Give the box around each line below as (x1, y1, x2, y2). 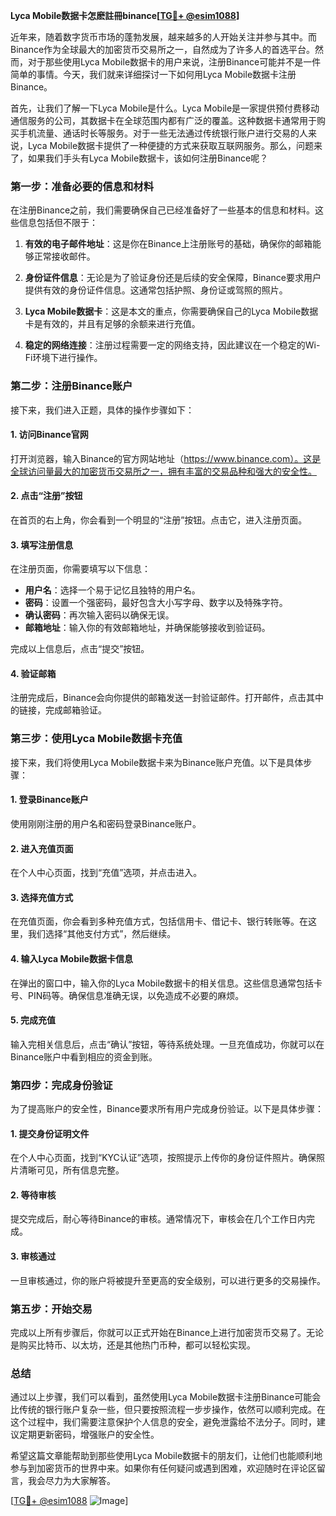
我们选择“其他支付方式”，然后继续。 (27, 928, 177, 940)
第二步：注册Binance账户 (10, 379, 133, 393)
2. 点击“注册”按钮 (10, 490, 83, 502)
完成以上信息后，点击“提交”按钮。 (10, 643, 150, 655)
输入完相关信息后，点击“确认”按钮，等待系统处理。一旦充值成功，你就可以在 (10, 1038, 325, 1050)
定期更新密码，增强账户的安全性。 (18, 1429, 160, 1441)
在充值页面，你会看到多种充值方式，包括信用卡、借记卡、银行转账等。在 (10, 915, 308, 928)
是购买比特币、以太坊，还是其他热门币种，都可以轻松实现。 (10, 1339, 256, 1351)
